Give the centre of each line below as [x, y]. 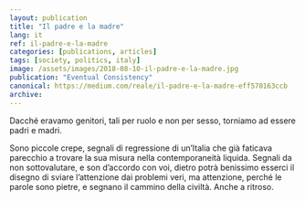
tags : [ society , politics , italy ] [75, 60]
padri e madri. [36, 130]
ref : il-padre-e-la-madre [58, 43]
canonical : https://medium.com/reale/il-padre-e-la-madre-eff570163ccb [148, 86]
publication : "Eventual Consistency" [81, 78]
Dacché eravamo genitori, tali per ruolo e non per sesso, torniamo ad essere [153, 121]
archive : [26, 94]
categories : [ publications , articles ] [83, 52]
